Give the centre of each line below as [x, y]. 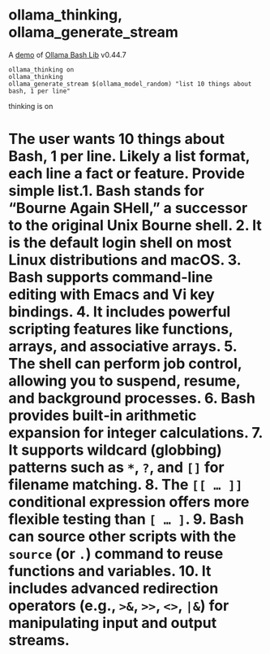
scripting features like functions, [121, 329]
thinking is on [31, 106]
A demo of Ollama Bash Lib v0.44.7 [68, 54]
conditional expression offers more [129, 502]
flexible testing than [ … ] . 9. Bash [126, 519]
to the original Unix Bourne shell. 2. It [135, 226]
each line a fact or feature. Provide [127, 174]
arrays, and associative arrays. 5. [123, 347]
